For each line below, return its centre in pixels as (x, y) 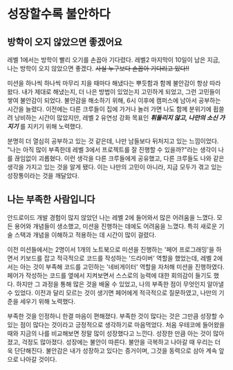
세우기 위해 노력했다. (48, 301)
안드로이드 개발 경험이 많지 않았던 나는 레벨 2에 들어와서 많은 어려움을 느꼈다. (111, 217)
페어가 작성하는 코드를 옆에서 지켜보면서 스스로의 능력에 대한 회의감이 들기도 (110, 275)
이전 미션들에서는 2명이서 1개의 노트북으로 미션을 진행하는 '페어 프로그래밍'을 (111, 249)
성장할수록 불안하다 (59, 14)
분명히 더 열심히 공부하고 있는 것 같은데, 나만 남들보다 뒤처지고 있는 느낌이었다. (113, 141)
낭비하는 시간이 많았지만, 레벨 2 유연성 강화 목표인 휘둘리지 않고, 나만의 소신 (116, 118)
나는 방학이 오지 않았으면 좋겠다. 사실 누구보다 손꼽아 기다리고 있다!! (99, 68)
